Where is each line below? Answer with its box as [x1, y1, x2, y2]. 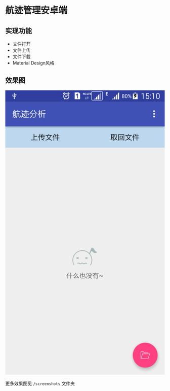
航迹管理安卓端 [5, 5, 68, 16]
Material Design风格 [12, 60, 55, 66]
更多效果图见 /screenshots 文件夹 [5, 380, 75, 386]
